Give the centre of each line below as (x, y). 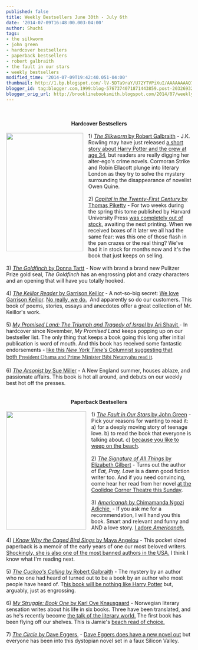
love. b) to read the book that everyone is (141, 433)
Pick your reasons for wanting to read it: (140, 421)
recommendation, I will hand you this (136, 515)
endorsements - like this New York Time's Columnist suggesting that (89, 350)
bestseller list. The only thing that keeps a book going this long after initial (95, 337)
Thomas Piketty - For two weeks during (136, 205)
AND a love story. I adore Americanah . (138, 528)
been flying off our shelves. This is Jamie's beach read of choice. (85, 622)
